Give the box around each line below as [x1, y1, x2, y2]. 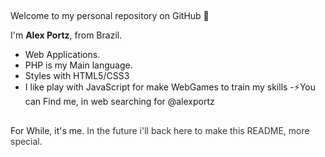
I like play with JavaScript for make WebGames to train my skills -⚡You [24, 81, 316, 93]
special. [10, 135, 43, 147]
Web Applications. [24, 49, 101, 61]
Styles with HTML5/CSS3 [24, 70, 130, 82]
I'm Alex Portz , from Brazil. [10, 29, 123, 41]
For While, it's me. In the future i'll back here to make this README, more [10, 124, 310, 136]
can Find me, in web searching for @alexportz [24, 96, 215, 108]
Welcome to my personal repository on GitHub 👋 [10, 10, 210, 22]
